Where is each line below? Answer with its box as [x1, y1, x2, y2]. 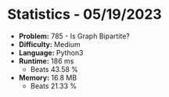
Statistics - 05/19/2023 [7, 5, 162, 23]
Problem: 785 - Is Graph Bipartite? [18, 31, 130, 41]
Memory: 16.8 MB [18, 73, 77, 82]
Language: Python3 [18, 48, 84, 57]
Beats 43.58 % [30, 64, 79, 74]
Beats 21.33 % [30, 81, 77, 91]
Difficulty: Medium [18, 39, 81, 48]
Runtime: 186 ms [18, 56, 74, 66]
